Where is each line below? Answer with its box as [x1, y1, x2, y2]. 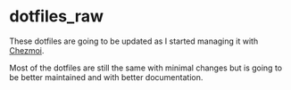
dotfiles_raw [9, 6, 104, 27]
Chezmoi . [9, 45, 45, 55]
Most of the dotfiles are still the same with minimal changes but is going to [9, 62, 283, 73]
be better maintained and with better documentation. [9, 71, 204, 82]
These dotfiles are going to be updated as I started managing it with [9, 36, 259, 46]
